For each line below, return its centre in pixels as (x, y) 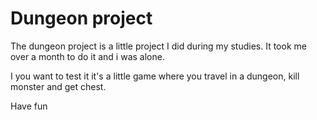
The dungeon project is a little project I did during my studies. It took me (158, 46)
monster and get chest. (58, 86)
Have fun (29, 106)
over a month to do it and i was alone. (87, 56)
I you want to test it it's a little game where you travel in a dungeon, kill (155, 76)
